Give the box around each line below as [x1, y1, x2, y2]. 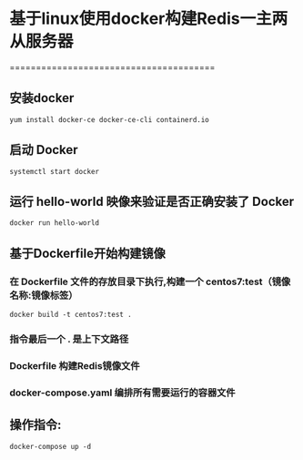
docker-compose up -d [9, 442, 92, 451]
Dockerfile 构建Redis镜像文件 [9, 359, 140, 372]
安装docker [9, 90, 75, 106]
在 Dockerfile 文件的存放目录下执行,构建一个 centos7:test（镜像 [9, 275, 291, 288]
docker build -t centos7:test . [9, 311, 132, 320]
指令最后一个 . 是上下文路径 [9, 332, 129, 345]
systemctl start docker [9, 167, 100, 176]
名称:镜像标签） [9, 289, 78, 302]
